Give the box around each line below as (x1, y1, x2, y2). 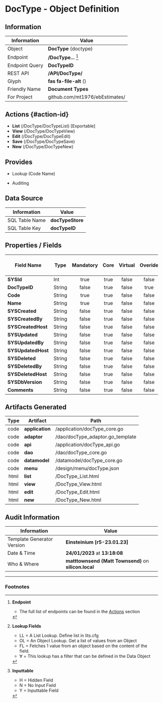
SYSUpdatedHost (7, 347, 49, 354)
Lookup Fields (12, 623, 41, 629)
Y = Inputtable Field (19, 687, 59, 693)
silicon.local (65, 564, 94, 570)
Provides (5, 158, 33, 166)
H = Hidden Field (19, 677, 53, 683)
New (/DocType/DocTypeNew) (12, 144, 74, 150)
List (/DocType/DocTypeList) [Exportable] (12, 123, 96, 129)
